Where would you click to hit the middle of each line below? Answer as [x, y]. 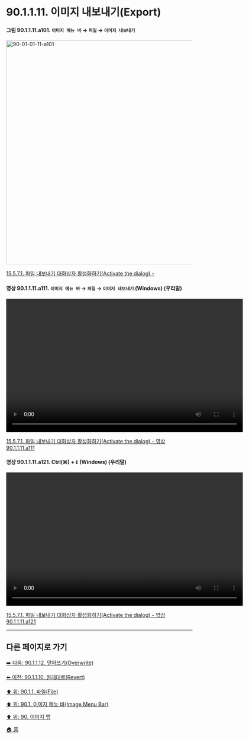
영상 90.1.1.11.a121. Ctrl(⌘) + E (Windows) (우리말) [67, 462]
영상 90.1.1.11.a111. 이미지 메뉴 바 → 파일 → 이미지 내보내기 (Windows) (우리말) [94, 288]
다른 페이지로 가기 [37, 647]
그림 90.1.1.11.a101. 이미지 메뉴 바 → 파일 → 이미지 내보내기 [71, 30]
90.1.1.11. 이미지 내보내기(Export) [84, 12]
